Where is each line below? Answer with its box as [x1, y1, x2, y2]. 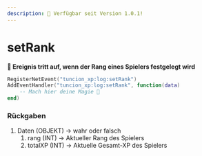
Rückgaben [7, 111, 46, 120]
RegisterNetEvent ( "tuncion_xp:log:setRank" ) [7, 76, 137, 82]
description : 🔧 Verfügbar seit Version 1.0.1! [7, 10, 143, 17]
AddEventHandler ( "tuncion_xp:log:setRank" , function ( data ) [7, 82, 181, 89]
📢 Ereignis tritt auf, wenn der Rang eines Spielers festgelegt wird [7, 63, 195, 71]
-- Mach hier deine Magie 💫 [19, 89, 100, 96]
